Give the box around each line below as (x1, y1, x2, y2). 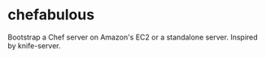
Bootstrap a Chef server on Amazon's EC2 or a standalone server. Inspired (7, 32, 258, 42)
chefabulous (7, 6, 95, 24)
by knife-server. (7, 40, 62, 50)
